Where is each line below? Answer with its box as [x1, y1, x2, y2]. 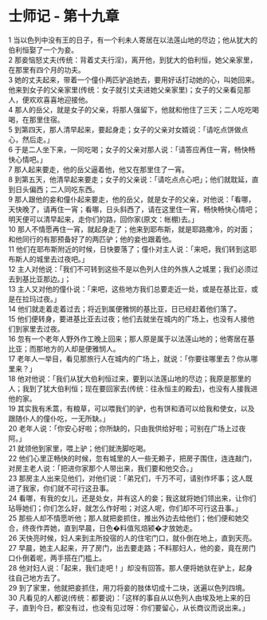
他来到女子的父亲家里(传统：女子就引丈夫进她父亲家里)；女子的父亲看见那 [8, 84, 251, 94]
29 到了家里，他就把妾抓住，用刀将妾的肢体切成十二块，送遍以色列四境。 [8, 583, 249, 592]
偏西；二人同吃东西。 [29, 184, 100, 194]
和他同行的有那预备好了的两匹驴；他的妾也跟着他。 [8, 234, 176, 244]
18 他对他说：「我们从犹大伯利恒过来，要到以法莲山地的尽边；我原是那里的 [8, 374, 252, 383]
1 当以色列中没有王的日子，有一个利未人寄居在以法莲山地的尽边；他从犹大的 [8, 35, 257, 45]
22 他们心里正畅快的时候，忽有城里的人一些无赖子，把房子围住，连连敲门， [8, 453, 257, 463]
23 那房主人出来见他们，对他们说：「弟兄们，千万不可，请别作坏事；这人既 [8, 473, 253, 483]
